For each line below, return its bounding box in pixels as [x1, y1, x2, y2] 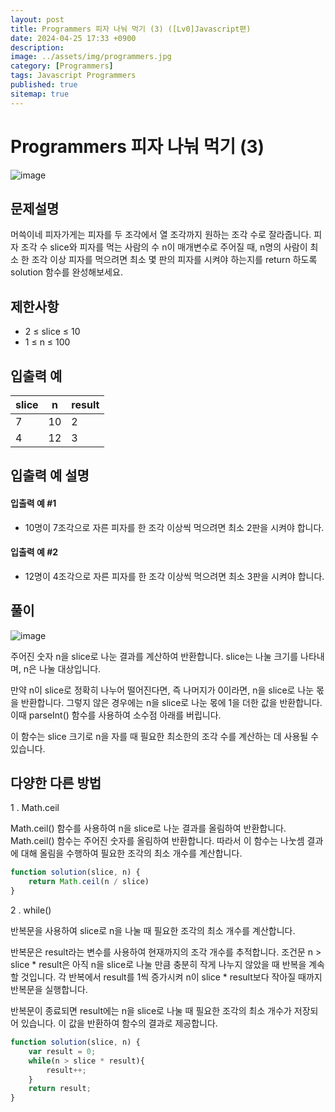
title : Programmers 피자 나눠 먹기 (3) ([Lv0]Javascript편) [10, 24, 252, 34]
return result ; [28, 1084, 92, 1094]
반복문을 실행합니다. [10, 984, 88, 996]
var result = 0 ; [28, 1046, 97, 1056]
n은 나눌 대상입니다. [23, 662, 102, 675]
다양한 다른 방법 [10, 775, 102, 791]
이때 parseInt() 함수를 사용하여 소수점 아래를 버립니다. [10, 709, 222, 721]
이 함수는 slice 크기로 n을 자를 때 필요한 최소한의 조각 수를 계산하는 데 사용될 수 [10, 730, 320, 742]
